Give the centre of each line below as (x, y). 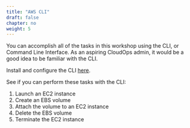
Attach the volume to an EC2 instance (62, 107)
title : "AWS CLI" (28, 12)
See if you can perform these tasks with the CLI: (66, 82)
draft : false (23, 18)
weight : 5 (19, 29)
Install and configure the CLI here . (49, 71)
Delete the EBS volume (43, 113)
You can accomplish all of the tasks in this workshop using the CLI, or (93, 46)
